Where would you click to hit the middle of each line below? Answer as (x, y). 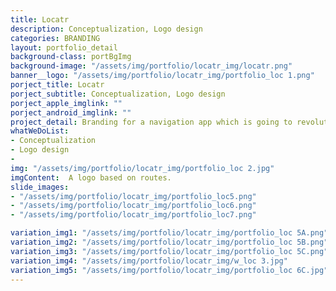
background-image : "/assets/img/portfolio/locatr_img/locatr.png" (151, 66)
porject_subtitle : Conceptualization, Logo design (118, 94)
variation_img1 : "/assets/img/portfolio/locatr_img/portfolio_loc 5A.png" (169, 233)
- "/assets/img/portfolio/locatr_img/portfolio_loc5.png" (133, 196)
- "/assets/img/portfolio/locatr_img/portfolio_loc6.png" (133, 206)
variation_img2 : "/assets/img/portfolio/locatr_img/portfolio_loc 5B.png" (169, 242)
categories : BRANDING (55, 38)
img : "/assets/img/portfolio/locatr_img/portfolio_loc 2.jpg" (142, 168)
